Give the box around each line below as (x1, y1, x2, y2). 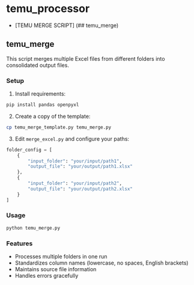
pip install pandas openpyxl (6, 102, 79, 108)
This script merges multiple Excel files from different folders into (6, 55, 165, 62)
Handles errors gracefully (14, 272, 79, 280)
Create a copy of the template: (14, 112, 91, 120)
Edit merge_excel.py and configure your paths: (14, 135, 130, 142)
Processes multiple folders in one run (14, 253, 108, 260)
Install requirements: (14, 90, 66, 97)
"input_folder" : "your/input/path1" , (28, 158, 122, 164)
